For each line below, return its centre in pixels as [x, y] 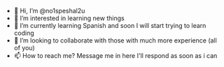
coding [24, 33]
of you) [24, 48]
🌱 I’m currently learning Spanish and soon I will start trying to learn [110, 25]
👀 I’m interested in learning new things [69, 18]
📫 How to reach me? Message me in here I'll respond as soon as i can [115, 55]
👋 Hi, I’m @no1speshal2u [49, 11]
